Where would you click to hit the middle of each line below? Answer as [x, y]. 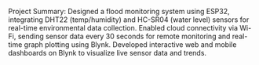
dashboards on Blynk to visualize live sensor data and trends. [107, 53]
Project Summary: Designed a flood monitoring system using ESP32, [119, 11]
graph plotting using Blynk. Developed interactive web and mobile [130, 45]
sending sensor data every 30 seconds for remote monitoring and [124, 36]
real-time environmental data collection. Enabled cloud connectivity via [123, 28]
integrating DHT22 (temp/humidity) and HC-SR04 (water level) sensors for [129, 20]
